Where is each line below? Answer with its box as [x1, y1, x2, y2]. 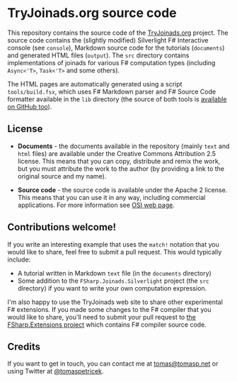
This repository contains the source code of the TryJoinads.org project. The [7, 28, 229, 37]
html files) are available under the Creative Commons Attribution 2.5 [17, 149, 216, 157]
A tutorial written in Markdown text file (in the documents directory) [17, 269, 212, 277]
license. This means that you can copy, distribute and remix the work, [17, 157, 221, 165]
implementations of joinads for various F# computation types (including [7, 58, 216, 67]
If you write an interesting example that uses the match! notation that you [7, 240, 219, 249]
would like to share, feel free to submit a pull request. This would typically [7, 247, 222, 256]
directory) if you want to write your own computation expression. [17, 283, 207, 292]
